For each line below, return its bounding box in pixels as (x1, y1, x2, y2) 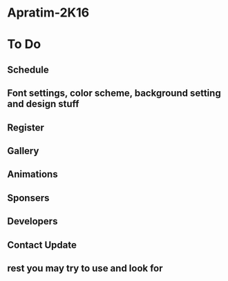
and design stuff (7, 98, 79, 110)
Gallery (7, 145, 39, 157)
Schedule (7, 64, 50, 75)
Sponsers (7, 192, 50, 204)
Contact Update (7, 239, 77, 251)
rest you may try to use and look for (7, 262, 164, 274)
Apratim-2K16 (7, 5, 90, 21)
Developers (7, 215, 58, 227)
